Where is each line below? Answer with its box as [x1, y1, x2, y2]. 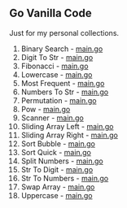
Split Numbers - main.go [20, 156, 104, 166]
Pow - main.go [20, 104, 71, 114]
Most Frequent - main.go [20, 78, 105, 88]
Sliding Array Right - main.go [20, 130, 119, 140]
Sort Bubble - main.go [20, 138, 96, 149]
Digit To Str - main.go [20, 52, 94, 62]
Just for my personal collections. [9, 28, 120, 37]
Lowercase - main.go [20, 69, 93, 80]
